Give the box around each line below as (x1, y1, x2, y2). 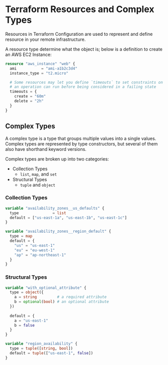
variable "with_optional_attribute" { (5, 285, 87, 290)
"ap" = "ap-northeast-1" (14, 252, 66, 257)
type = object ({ (10, 290, 44, 295)
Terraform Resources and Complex (5, 4, 154, 15)
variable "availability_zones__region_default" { (5, 229, 112, 234)
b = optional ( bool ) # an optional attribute (14, 299, 109, 304)
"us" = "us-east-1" (14, 243, 55, 248)
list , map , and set (20, 171, 57, 177)
